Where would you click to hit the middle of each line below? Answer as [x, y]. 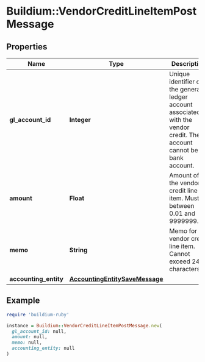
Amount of [184, 175]
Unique [180, 74]
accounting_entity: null [43, 349]
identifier [182, 82]
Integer [80, 120]
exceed [180, 261]
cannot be [184, 150]
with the [181, 120]
